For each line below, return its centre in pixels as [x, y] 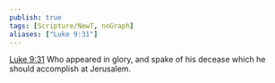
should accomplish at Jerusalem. [70, 69]
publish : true [36, 17]
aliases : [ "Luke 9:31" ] [54, 34]
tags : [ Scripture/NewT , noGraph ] [72, 26]
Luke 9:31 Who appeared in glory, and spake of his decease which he [137, 60]
